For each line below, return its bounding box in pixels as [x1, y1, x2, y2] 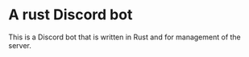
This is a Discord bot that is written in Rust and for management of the [8, 32, 242, 42]
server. [8, 40, 32, 50]
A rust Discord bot [8, 6, 133, 24]
